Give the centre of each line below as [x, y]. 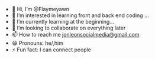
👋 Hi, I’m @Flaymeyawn [41, 9]
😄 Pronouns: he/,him [38, 43]
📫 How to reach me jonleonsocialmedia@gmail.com [75, 35]
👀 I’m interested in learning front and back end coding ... [80, 15]
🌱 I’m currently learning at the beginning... [63, 22]
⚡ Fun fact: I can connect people [51, 50]
